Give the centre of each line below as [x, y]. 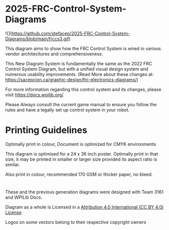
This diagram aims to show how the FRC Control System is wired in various [83, 48]
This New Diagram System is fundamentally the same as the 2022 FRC [79, 63]
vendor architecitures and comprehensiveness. [54, 54]
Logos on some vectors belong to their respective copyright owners [76, 222]
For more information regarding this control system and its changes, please [83, 89]
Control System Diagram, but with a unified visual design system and [77, 69]
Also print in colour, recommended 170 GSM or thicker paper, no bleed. [79, 174]
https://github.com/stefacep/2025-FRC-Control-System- [71, 33]
